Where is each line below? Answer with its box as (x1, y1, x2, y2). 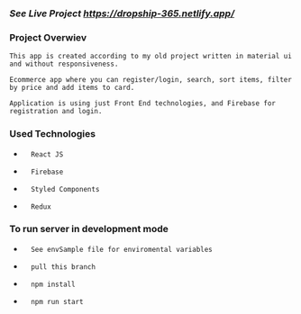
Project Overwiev (9, 31, 87, 43)
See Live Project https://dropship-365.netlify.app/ (9, 7, 235, 20)
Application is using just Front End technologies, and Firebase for (9, 99, 277, 108)
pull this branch (31, 262, 96, 272)
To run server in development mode (9, 223, 169, 236)
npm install (31, 280, 76, 289)
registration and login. (9, 107, 103, 116)
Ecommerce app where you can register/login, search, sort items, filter (9, 76, 293, 85)
